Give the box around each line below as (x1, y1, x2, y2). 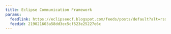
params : (5, 12, 22, 17)
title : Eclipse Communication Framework (5, 7, 93, 12)
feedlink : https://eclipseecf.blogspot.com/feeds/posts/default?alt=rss (10, 16, 167, 21)
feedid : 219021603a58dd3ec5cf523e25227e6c (10, 21, 101, 26)
